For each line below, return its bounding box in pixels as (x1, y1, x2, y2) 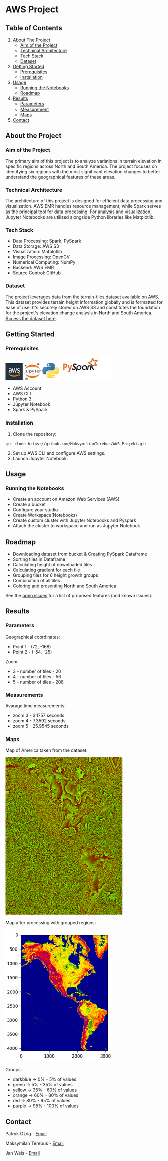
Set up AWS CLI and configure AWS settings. (12, 450, 106, 456)
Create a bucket (12, 501, 46, 508)
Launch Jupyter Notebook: (12, 455, 68, 461)
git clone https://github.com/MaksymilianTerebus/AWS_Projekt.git (5, 441, 147, 446)
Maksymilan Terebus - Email (5, 1140, 64, 1146)
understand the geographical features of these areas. (5, 174, 116, 180)
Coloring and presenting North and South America (12, 583, 116, 589)
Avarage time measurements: (5, 703, 66, 709)
